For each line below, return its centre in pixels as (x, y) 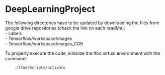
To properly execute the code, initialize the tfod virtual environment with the (83, 53)
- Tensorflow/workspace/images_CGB (44, 43)
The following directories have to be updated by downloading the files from (82, 23)
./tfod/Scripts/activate (40, 68)
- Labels (14, 33)
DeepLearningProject (50, 9)
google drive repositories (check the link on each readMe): (65, 28)
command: (16, 58)
